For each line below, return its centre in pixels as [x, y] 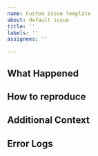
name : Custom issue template [49, 13]
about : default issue [38, 20]
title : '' [21, 26]
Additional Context [48, 120]
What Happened [43, 73]
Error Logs [30, 143]
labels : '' [23, 33]
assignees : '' [28, 39]
